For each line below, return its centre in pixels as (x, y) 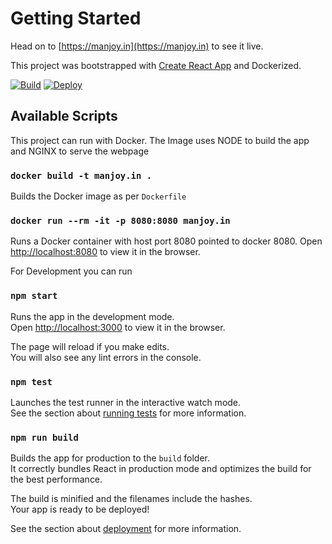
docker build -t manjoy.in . (81, 175)
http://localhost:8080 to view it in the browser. (105, 252)
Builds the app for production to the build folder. (110, 458)
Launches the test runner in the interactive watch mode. (126, 402)
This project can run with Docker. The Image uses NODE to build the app (160, 140)
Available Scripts (64, 116)
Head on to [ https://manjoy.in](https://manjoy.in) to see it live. (137, 46)
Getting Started (76, 18)
